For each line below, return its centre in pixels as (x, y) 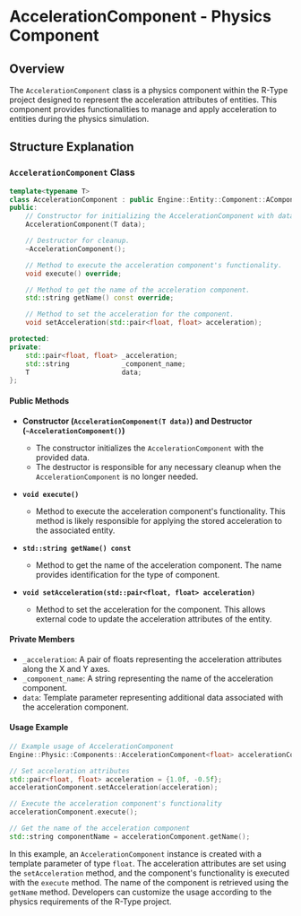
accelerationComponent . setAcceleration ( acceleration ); (114, 788)
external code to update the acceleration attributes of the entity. (154, 619)
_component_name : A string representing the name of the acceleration (148, 678)
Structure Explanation (72, 147)
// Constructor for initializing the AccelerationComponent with (150, 216)
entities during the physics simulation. (79, 119)
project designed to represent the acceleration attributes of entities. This (143, 100)
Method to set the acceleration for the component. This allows (150, 609)
